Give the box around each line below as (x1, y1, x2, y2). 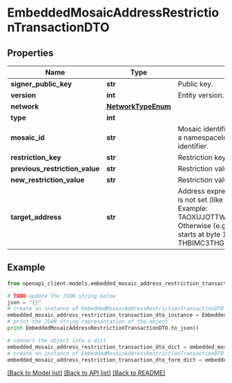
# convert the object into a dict (7, 337, 107, 344)
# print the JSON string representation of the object (7, 318, 168, 326)
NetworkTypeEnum (106, 102, 171, 111)
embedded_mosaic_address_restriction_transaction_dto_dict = (7, 344, 187, 351)
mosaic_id (10, 133, 45, 142)
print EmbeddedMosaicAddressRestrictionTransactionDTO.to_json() (7, 325, 199, 332)
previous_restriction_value (10, 164, 100, 174)
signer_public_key (10, 80, 72, 88)
